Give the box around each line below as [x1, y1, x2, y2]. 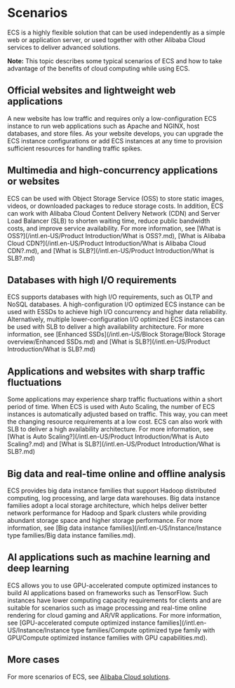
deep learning [7, 562, 69, 574]
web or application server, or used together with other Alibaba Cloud [7, 35, 206, 44]
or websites [7, 176, 60, 188]
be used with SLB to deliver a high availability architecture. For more [7, 323, 204, 331]
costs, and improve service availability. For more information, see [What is [7, 223, 221, 233]
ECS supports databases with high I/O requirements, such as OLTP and [7, 293, 213, 301]
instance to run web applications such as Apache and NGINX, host [7, 122, 200, 130]
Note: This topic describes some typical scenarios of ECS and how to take [7, 56, 222, 65]
